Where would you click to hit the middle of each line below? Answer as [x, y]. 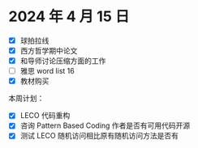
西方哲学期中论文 [49, 51]
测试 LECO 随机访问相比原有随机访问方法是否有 [99, 136]
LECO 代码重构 [45, 116]
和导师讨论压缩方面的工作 [63, 61]
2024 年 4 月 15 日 [69, 17]
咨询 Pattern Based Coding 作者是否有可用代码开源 [105, 125]
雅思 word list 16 [47, 71]
